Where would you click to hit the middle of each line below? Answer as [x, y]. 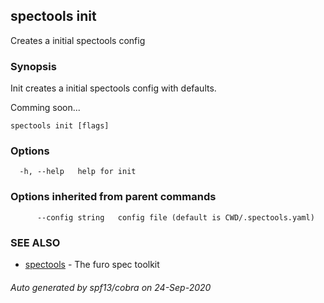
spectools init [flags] [60, 126]
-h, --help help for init [78, 172]
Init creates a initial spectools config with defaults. [113, 88]
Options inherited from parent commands [113, 197]
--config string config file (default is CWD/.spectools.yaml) [175, 217]
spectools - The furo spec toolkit [92, 264]
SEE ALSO [35, 242]
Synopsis [33, 66]
